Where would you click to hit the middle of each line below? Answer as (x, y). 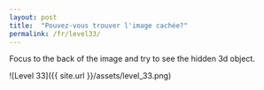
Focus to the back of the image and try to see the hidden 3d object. (132, 59)
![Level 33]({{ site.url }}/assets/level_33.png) (90, 76)
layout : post (33, 17)
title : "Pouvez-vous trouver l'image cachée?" (99, 26)
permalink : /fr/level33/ (55, 34)
